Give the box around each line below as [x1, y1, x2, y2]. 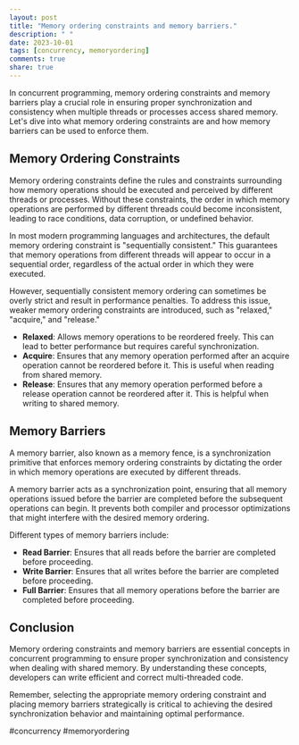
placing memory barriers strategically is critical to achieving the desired [9, 699, 273, 710]
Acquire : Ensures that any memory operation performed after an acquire [21, 350, 290, 361]
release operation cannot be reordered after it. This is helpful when [21, 388, 270, 398]
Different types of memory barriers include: [9, 529, 170, 540]
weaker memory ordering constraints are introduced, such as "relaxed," [9, 305, 273, 315]
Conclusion [9, 620, 75, 635]
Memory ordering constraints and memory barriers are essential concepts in [9, 644, 290, 655]
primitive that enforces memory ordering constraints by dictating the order [9, 456, 283, 467]
